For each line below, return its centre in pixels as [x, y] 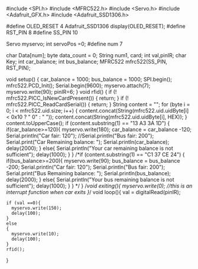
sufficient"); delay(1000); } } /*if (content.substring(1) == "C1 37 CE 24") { [95, 155]
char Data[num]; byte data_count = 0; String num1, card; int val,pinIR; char [96, 55]
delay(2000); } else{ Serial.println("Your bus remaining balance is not [90, 180]
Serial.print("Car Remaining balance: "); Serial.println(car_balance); [88, 142]
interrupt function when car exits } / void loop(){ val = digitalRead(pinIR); [93, 192]
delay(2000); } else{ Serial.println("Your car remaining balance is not [90, 148]
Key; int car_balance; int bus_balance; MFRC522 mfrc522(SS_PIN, [87, 62]
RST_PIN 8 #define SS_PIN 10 [42, 32]
